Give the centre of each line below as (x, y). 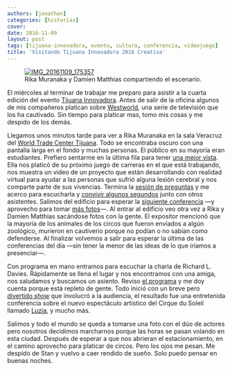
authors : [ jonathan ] (37, 13)
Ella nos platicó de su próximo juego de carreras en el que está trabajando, (114, 165)
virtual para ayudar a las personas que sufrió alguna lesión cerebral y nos (112, 179)
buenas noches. (30, 360)
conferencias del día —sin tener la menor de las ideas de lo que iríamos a (112, 246)
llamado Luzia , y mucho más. (49, 310)
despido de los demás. (40, 122)
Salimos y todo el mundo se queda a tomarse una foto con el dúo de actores (116, 324)
